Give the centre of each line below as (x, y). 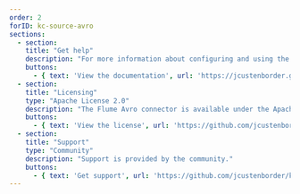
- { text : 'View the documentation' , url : (113, 76)
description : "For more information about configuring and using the (158, 59)
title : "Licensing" (62, 92)
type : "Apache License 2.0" (77, 101)
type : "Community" (59, 150)
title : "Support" (58, 142)
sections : (28, 34)
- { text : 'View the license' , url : (101, 126)
